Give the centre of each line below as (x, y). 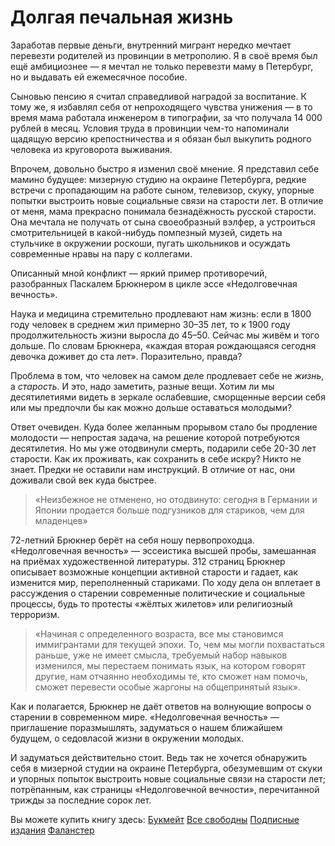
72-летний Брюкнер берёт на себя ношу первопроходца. (132, 540)
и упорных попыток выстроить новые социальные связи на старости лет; (168, 778)
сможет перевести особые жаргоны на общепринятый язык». (167, 687)
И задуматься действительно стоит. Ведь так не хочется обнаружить (159, 757)
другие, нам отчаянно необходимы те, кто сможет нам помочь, (171, 676)
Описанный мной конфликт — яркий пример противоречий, (139, 273)
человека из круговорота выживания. (91, 149)
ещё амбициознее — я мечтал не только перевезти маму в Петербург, (162, 66)
